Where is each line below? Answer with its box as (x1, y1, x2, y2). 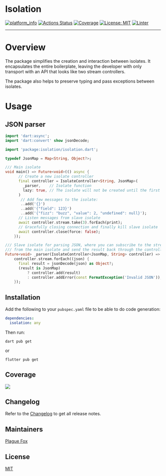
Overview (5, 42, 46, 53)
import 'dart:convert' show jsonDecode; (5, 138, 90, 143)
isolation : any (9, 320, 41, 325)
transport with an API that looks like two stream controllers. (5, 68, 126, 75)
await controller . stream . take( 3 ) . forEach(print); (18, 220, 123, 225)
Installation (5, 293, 41, 302)
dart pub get (5, 339, 32, 344)
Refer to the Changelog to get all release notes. (5, 411, 101, 417)
